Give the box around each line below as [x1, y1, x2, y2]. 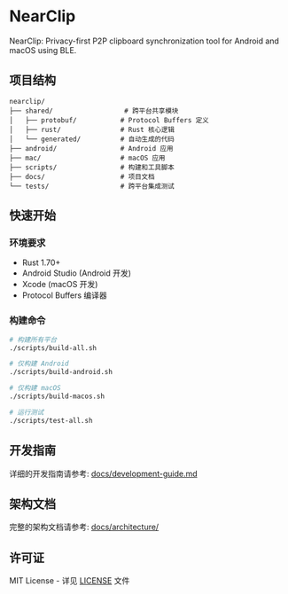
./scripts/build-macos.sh [9, 392, 105, 401]
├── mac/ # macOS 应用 [9, 153, 166, 162]
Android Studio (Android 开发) [21, 268, 131, 278]
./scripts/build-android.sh [9, 368, 113, 377]
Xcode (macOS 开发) [21, 279, 98, 290]
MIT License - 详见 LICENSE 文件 [9, 575, 130, 586]
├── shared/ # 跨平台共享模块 [9, 106, 179, 115]
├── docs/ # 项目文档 [9, 172, 155, 181]
